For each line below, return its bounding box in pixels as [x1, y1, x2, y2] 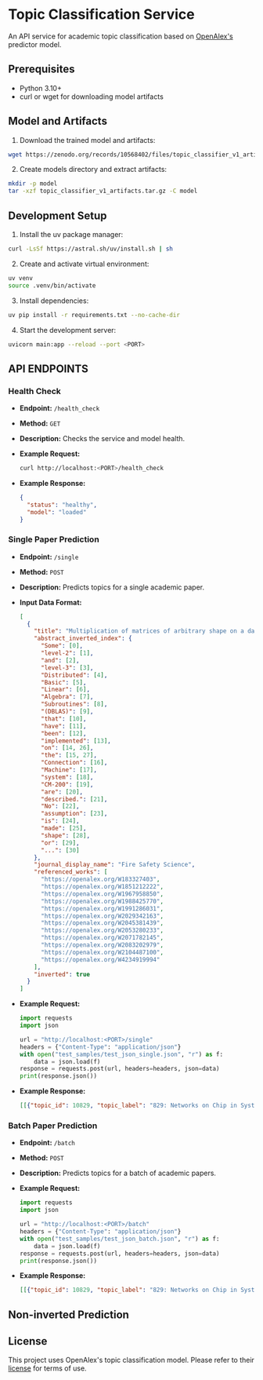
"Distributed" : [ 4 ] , [40, 671, 108, 679]
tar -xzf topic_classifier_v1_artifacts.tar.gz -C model [8, 187, 198, 195]
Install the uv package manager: [19, 230, 124, 239]
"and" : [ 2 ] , [40, 656, 80, 664]
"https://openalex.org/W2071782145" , [40, 934, 164, 942]
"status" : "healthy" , [27, 501, 98, 509]
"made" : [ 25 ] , [40, 824, 87, 833]
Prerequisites [8, 63, 75, 76]
